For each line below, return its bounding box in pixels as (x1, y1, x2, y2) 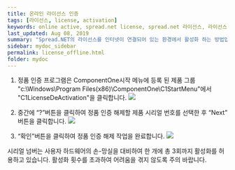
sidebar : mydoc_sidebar (7, 43, 77, 50)
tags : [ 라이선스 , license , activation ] (7, 17, 117, 24)
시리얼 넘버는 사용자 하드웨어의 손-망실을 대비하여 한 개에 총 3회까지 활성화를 (7, 146, 218, 155)
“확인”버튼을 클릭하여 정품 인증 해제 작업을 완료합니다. (17, 132, 166, 140)
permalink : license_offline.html (7, 50, 105, 57)
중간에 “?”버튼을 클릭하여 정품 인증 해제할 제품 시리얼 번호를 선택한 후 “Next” (17, 108, 228, 116)
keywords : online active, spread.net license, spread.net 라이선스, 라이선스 (7, 23, 227, 30)
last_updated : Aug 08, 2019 (7, 29, 90, 37)
